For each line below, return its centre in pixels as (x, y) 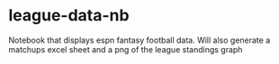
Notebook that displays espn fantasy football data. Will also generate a (139, 40)
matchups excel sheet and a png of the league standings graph (126, 49)
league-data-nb (69, 16)
